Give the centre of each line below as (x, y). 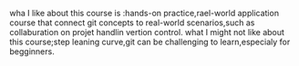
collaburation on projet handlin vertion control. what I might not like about (147, 32)
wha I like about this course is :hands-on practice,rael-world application (144, 13)
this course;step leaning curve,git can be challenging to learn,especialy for (150, 42)
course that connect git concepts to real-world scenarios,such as (132, 23)
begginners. (32, 52)
